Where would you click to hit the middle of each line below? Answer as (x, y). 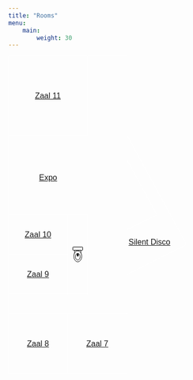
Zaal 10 (38, 235)
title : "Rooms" (33, 15)
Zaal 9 (38, 274)
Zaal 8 (38, 344)
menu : (17, 23)
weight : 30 (55, 38)
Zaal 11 (48, 96)
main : (32, 30)
